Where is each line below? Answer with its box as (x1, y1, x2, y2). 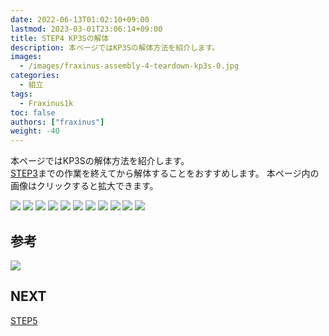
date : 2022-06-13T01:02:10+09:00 (10, 14, 150, 25)
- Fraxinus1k (19, 98, 74, 108)
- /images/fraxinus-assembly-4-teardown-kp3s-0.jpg (19, 61, 240, 71)
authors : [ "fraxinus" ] (10, 117, 105, 127)
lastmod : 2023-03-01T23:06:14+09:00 (10, 24, 163, 34)
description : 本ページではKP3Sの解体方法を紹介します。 (10, 42, 220, 53)
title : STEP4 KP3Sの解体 (10, 33, 110, 43)
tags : (10, 89, 33, 99)
